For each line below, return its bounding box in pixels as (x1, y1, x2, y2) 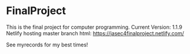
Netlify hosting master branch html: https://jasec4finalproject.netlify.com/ (6, 29, 184, 36)
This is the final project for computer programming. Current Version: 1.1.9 (6, 23, 182, 31)
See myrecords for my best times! (6, 41, 88, 48)
